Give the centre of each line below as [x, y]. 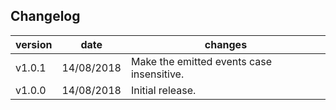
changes [226, 44]
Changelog [45, 16]
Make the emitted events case [201, 61]
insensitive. [157, 74]
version [34, 44]
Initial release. [163, 90]
